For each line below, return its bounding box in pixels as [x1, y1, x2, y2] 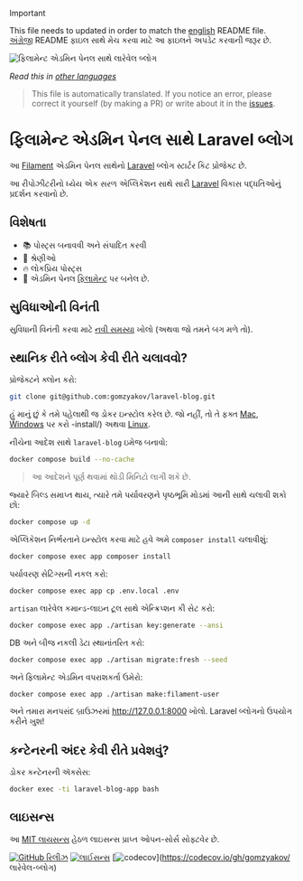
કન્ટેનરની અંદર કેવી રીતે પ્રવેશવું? [9, 743, 170, 758]
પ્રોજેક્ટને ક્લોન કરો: [9, 374, 78, 385]
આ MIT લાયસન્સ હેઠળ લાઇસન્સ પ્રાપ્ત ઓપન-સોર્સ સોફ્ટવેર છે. [9, 833, 220, 844]
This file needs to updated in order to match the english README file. [9, 25, 267, 35]
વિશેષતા [9, 215, 47, 230]
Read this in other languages [9, 71, 117, 81]
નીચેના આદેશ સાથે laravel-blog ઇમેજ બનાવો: [9, 437, 169, 448]
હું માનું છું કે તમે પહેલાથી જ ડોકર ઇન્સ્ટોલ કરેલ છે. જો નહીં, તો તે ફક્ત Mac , [9, 408, 259, 419]
